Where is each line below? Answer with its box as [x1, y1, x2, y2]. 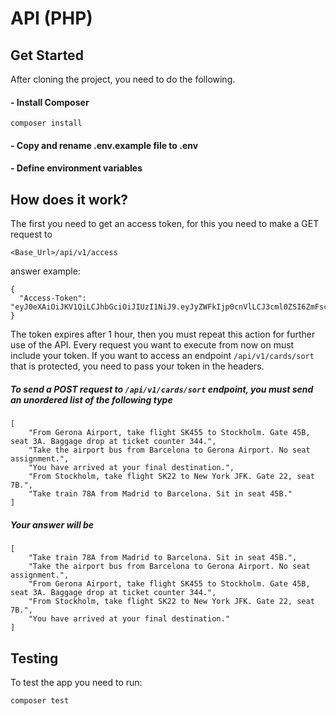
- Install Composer [10, 96, 90, 108]
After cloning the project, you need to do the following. [10, 73, 236, 85]
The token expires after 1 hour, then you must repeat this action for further [10, 328, 316, 341]
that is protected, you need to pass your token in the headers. [10, 360, 265, 372]
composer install [10, 118, 83, 129]
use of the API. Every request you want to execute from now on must [10, 339, 295, 351]
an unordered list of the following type [10, 393, 173, 406]
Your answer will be [10, 518, 95, 531]
